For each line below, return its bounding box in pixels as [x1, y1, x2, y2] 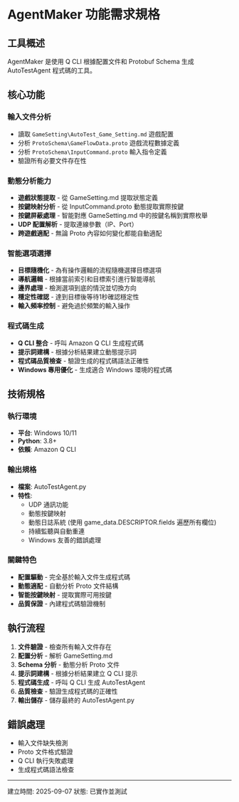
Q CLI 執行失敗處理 [17, 756, 74, 765]
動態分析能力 [7, 176, 52, 186]
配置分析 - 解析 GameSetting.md [17, 651, 113, 660]
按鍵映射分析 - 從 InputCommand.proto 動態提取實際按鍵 [17, 202, 184, 211]
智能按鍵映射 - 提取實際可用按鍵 [17, 590, 112, 598]
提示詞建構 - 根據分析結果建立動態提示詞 [17, 347, 137, 356]
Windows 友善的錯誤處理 [28, 535, 102, 544]
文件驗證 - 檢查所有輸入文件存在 [17, 642, 112, 651]
